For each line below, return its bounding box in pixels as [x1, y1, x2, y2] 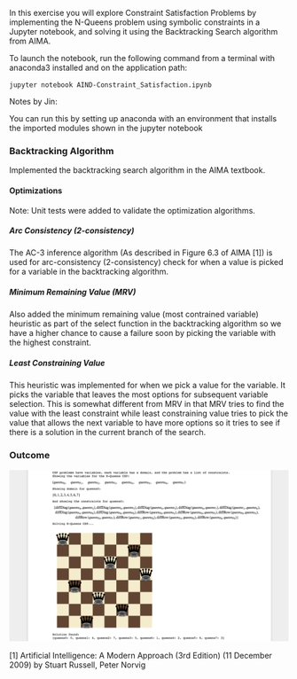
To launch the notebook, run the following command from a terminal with [9, 53, 276, 63]
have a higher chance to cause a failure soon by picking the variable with [9, 328, 277, 339]
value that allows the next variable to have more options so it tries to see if [9, 418, 281, 428]
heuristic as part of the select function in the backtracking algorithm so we [9, 318, 282, 329]
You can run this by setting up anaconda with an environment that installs [9, 113, 277, 123]
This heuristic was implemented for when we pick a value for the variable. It [9, 380, 285, 391]
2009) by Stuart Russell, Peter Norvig [9, 659, 146, 670]
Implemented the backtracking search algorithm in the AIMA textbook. [9, 165, 266, 176]
